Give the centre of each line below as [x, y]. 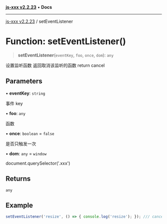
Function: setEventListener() [66, 41]
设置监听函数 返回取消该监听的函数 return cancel [55, 65]
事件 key [14, 103]
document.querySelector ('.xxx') [38, 163]
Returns [18, 179]
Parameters [24, 81]
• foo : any [16, 113]
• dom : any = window [26, 154]
